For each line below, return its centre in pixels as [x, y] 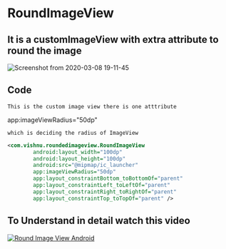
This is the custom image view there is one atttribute [92, 106]
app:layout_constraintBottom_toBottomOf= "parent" [108, 179]
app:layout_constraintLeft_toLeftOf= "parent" [102, 186]
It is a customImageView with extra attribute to [113, 40]
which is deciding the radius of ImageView [73, 133]
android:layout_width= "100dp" [78, 152]
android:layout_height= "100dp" [79, 158]
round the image [45, 50]
